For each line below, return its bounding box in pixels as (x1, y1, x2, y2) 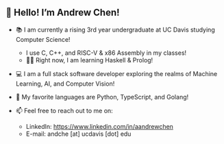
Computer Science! (15, 35, 71, 43)
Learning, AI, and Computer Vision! (15, 80, 115, 88)
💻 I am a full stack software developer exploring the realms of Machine (15, 69, 218, 77)
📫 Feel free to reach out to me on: (15, 106, 113, 115)
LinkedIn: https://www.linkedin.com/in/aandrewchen (25, 122, 173, 130)
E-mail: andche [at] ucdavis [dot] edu (25, 130, 132, 138)
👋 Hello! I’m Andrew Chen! (5, 7, 120, 19)
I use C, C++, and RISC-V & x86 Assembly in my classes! (25, 49, 187, 57)
